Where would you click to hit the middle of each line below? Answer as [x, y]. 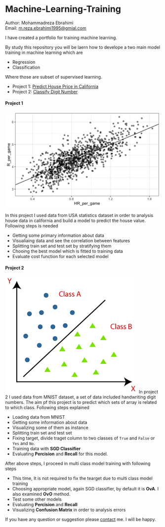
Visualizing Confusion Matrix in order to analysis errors [69, 510]
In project [148, 392]
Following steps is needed [32, 226]
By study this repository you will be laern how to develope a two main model [83, 47]
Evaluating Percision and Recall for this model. [60, 454]
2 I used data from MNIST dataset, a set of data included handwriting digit [81, 397]
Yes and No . [24, 443]
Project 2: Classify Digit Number [45, 91]
